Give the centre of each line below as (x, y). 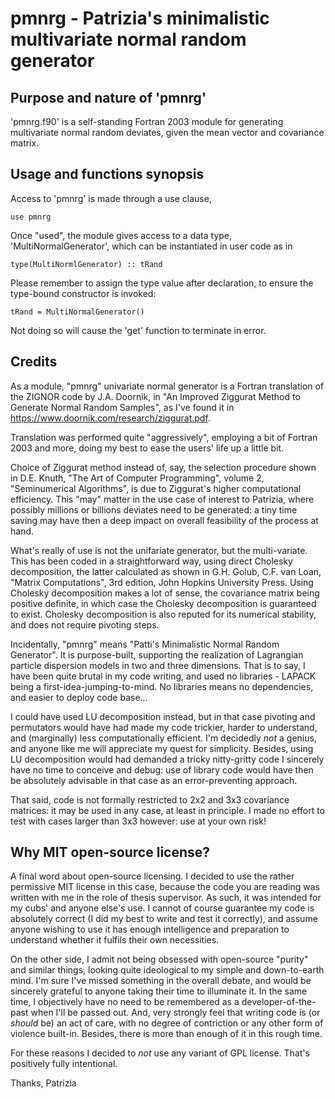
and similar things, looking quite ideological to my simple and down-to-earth (167, 970)
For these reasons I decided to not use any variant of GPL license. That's (160, 1053)
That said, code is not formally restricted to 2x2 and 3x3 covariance (150, 799)
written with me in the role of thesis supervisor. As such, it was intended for (166, 898)
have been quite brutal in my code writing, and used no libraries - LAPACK (163, 676)
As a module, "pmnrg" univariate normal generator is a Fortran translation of (167, 386)
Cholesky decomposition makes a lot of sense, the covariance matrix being (165, 593)
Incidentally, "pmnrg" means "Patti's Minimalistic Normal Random (145, 644)
